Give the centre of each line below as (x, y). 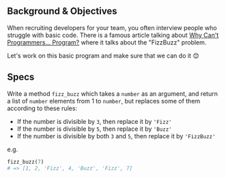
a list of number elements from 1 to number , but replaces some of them (104, 101)
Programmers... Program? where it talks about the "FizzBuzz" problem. (107, 42)
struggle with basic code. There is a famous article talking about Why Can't (113, 35)
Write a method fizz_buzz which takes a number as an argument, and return (113, 93)
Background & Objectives (62, 11)
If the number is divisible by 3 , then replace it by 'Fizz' (94, 121)
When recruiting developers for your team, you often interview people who (112, 27)
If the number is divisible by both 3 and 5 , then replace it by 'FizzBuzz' (116, 136)
